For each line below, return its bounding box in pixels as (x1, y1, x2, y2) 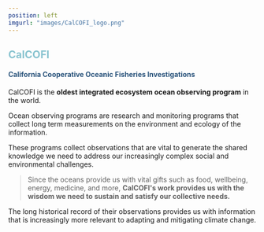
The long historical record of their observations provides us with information (8, 207, 256, 216)
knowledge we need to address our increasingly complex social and (8, 151, 229, 161)
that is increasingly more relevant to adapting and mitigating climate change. (8, 215, 256, 225)
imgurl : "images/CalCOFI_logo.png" (8, 19, 125, 27)
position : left (8, 11, 58, 20)
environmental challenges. (8, 160, 95, 169)
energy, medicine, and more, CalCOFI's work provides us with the (27, 183, 244, 193)
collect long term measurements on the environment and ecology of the (8, 120, 242, 129)
